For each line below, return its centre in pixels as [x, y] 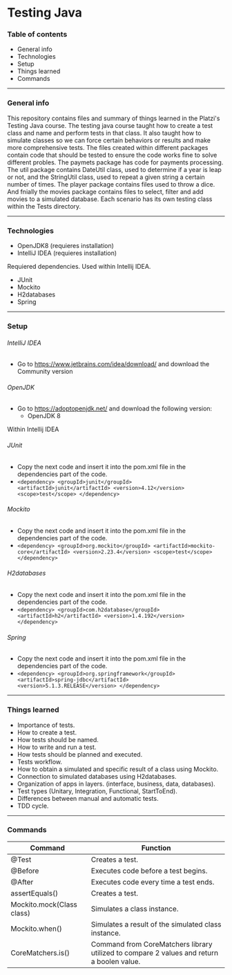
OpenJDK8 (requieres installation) [65, 246]
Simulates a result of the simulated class [156, 924]
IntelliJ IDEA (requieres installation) [67, 253]
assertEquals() [35, 893]
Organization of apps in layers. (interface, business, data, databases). [116, 784]
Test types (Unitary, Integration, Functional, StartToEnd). [97, 791]
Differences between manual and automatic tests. [88, 798]
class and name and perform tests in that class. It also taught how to [104, 133]
